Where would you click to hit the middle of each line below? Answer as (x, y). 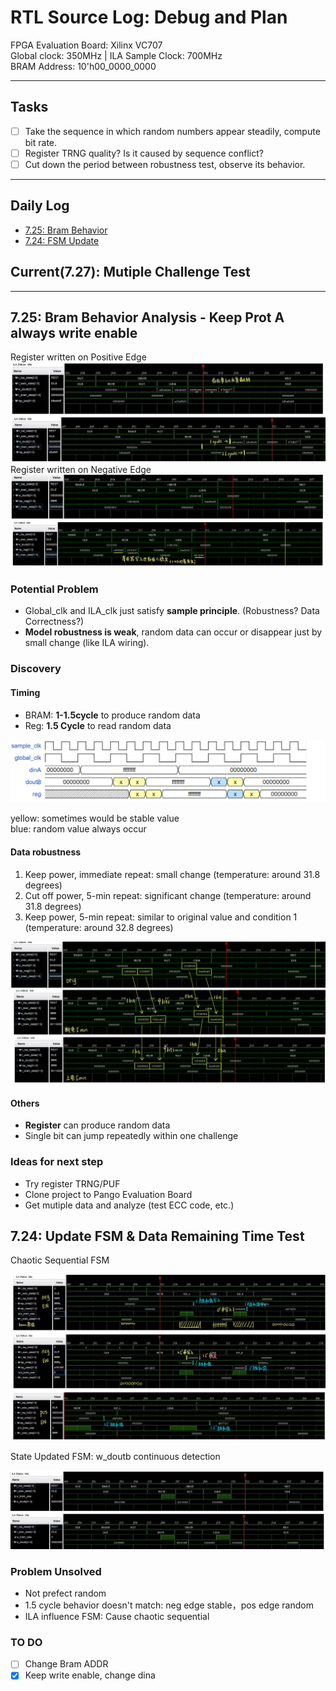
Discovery (36, 669)
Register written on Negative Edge (81, 470)
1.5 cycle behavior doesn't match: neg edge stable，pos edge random (169, 1605)
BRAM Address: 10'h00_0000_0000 (83, 66)
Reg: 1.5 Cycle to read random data (98, 725)
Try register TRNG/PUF (72, 1183)
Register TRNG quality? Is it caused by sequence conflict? (144, 153)
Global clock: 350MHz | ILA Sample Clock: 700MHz (116, 55)
